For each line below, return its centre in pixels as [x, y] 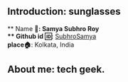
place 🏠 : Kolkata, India [41, 45]
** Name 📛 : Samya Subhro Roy [53, 28]
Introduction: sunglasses [64, 12]
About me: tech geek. [56, 70]
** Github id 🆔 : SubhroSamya [52, 36]
